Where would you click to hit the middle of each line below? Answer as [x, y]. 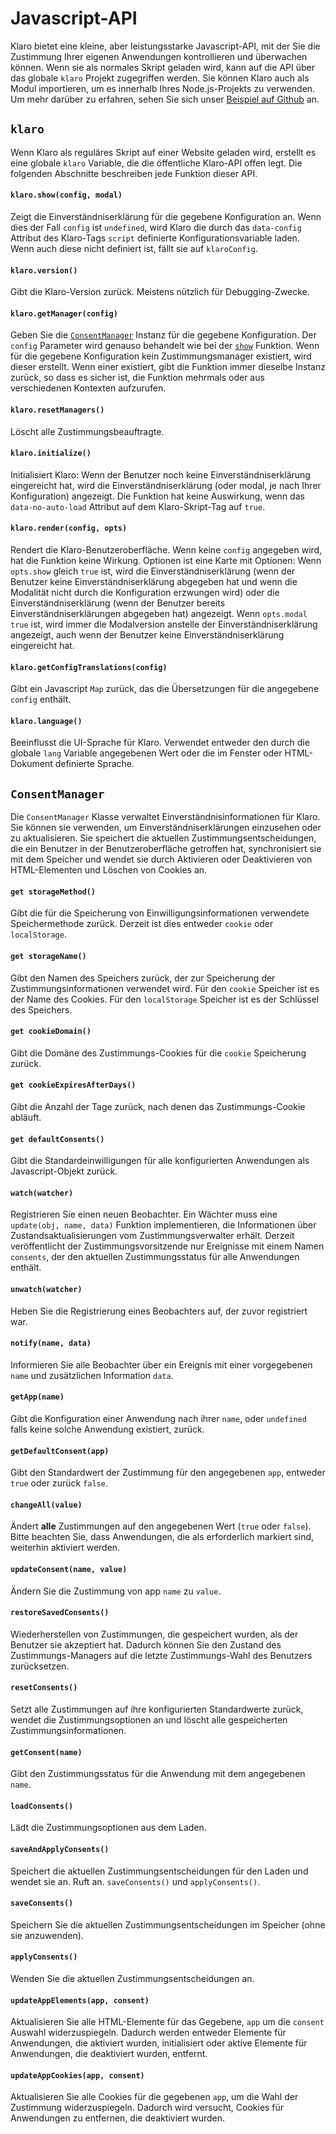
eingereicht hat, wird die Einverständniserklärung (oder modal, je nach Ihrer [166, 485]
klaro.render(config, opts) [69, 528]
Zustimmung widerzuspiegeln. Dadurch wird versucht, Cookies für [147, 2108]
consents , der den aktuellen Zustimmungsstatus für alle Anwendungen [155, 1257]
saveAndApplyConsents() [60, 1850]
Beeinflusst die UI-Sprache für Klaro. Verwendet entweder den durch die [160, 743]
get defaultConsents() [57, 1139]
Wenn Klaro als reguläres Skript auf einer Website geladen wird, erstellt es [163, 152]
